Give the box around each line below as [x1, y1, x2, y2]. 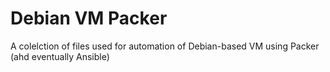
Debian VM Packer [10, 7, 168, 30]
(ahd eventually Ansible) [10, 50, 110, 62]
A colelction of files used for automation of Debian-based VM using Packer [10, 40, 320, 52]
